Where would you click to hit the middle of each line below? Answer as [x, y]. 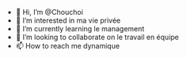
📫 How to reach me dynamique [68, 46]
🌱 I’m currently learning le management [80, 29]
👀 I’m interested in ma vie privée [68, 20]
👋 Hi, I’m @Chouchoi [49, 12]
